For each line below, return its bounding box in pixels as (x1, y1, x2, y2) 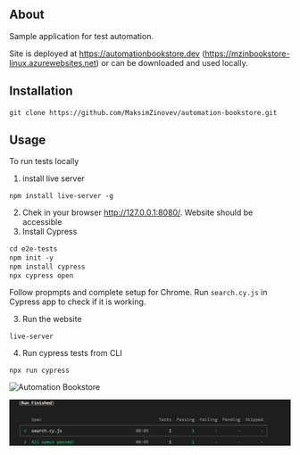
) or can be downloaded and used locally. (96, 57, 248, 68)
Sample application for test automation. (9, 30, 154, 41)
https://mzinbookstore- (204, 48, 290, 59)
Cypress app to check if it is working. (9, 296, 146, 307)
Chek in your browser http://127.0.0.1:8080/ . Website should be (21, 207, 254, 218)
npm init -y (9, 253, 54, 262)
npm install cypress (9, 262, 87, 271)
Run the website (21, 314, 82, 325)
